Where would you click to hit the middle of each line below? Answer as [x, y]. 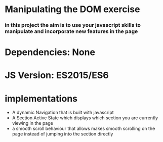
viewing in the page [33, 123]
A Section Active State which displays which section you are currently [85, 118]
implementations [41, 98]
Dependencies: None [50, 52]
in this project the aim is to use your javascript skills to [73, 25]
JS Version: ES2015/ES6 [57, 76]
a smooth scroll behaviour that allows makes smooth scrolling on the [84, 129]
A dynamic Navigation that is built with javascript [63, 113]
